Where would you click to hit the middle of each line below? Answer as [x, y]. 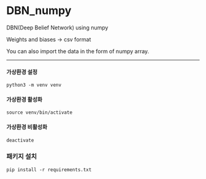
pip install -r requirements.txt [49, 170]
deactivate [20, 140]
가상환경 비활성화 [27, 126]
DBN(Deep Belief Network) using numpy [57, 27]
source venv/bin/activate [39, 113]
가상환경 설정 [22, 71]
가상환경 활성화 [25, 99]
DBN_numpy [39, 11]
